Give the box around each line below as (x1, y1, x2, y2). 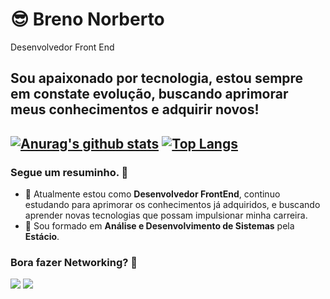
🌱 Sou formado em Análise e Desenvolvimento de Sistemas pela (24, 220, 295, 232)
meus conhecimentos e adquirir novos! (10, 101, 260, 118)
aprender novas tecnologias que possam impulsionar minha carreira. (24, 209, 308, 222)
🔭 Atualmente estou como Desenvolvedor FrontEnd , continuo (24, 188, 281, 200)
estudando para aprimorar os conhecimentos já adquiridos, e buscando (24, 199, 321, 211)
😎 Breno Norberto (10, 8, 165, 31)
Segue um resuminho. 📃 (10, 165, 129, 179)
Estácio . (24, 231, 60, 243)
